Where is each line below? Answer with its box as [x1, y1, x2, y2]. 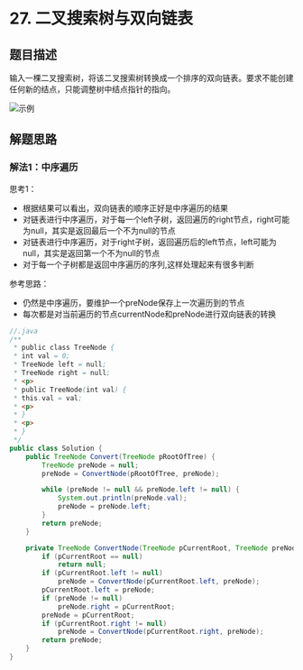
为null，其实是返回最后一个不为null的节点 [22, 225, 176, 235]
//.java [9, 326, 39, 335]
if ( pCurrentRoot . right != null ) [41, 619, 168, 628]
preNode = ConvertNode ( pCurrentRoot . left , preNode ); [57, 577, 260, 586]
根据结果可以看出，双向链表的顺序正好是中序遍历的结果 [22, 202, 228, 213]
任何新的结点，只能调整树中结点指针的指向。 [9, 84, 176, 95]
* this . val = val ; [13, 393, 83, 402]
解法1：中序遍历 [9, 161, 78, 174]
